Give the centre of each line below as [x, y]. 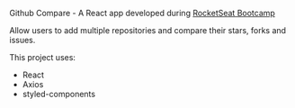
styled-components [59, 94]
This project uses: [43, 57]
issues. [22, 40]
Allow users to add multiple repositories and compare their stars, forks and [147, 30]
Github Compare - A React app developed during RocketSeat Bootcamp [143, 13]
